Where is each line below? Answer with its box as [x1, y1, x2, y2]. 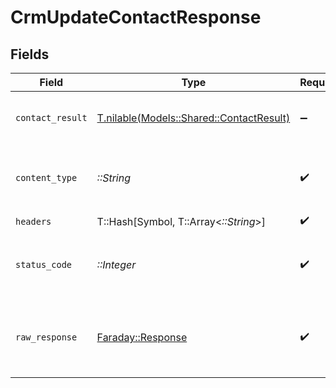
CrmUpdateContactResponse [10, 6, 262, 29]
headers [15, 216, 52, 227]
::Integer [96, 258, 137, 271]
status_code [15, 259, 73, 270]
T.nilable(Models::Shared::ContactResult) [96, 111, 291, 125]
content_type [15, 172, 78, 183]
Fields [10, 46, 50, 63]
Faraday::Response [96, 331, 188, 344]
